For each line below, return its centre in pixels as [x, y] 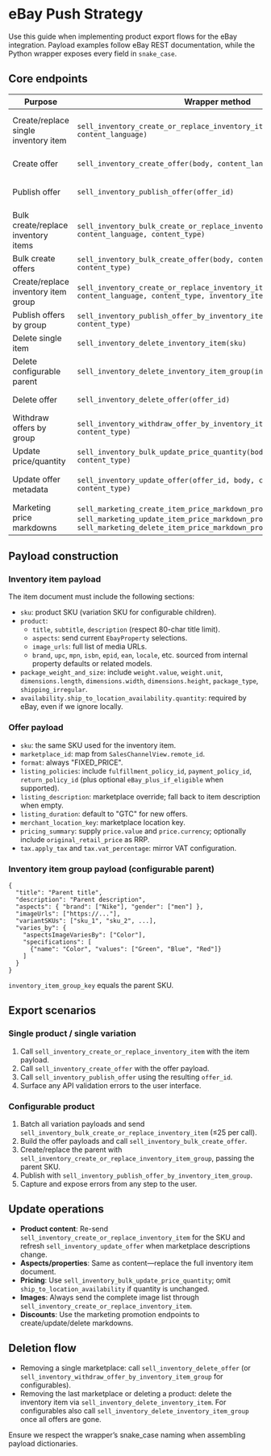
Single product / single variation [73, 1033]
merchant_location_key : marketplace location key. [102, 822]
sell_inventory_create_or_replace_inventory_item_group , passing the [137, 1158]
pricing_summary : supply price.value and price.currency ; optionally [133, 831]
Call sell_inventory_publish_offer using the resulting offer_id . [126, 1077]
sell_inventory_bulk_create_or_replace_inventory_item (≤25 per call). [139, 1133]
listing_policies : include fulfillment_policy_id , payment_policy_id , [136, 770]
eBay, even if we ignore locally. [71, 707]
